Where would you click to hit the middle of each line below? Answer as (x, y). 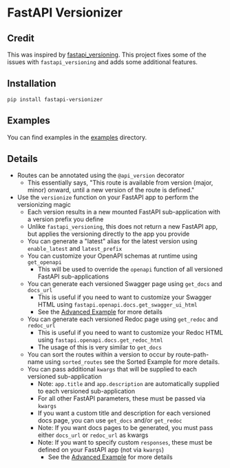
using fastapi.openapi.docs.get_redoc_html (100, 340)
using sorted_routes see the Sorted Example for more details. (133, 362)
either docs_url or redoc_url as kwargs (93, 435)
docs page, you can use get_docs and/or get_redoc (110, 420)
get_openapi (44, 263)
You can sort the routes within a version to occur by (101, 355)
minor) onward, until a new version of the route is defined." (111, 190)
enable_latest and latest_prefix (75, 249)
